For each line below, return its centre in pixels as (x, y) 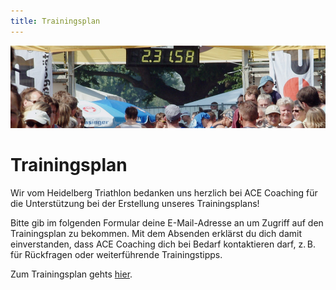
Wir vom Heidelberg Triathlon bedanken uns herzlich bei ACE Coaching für (164, 193)
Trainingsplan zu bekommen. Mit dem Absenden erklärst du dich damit (156, 234)
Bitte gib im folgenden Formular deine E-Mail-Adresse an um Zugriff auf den (167, 223)
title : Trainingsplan (55, 21)
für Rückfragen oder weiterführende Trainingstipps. (116, 255)
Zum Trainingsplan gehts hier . (71, 274)
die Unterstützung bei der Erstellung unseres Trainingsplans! (135, 204)
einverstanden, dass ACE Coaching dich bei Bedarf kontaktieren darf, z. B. (163, 244)
